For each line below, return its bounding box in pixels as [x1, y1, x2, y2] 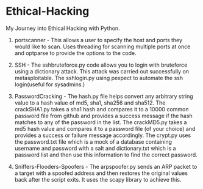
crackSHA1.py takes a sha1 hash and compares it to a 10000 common [14, 105, 189, 113]
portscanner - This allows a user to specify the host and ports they [14, 36, 183, 43]
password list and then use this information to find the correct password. [14, 151, 198, 158]
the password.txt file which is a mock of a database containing [14, 138, 172, 145]
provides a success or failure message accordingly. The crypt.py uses [14, 132, 191, 139]
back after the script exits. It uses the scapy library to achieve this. [14, 176, 182, 183]
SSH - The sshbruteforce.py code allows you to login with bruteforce [14, 61, 188, 69]
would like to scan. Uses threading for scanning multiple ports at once [14, 43, 191, 50]
